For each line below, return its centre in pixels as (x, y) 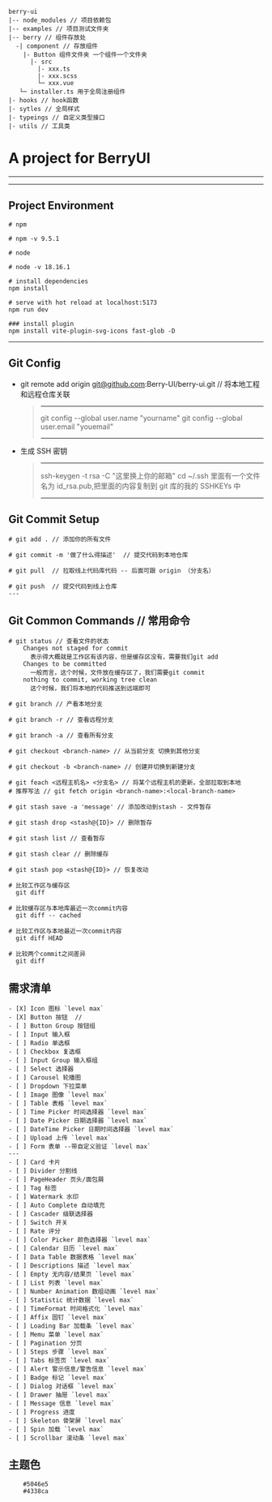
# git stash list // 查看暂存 (57, 839)
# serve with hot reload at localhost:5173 (83, 303)
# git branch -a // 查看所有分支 (61, 736)
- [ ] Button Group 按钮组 (52, 1026)
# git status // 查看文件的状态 (59, 642)
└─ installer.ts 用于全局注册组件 (72, 92)
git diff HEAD (39, 938)
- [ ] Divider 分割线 (43, 1171)
